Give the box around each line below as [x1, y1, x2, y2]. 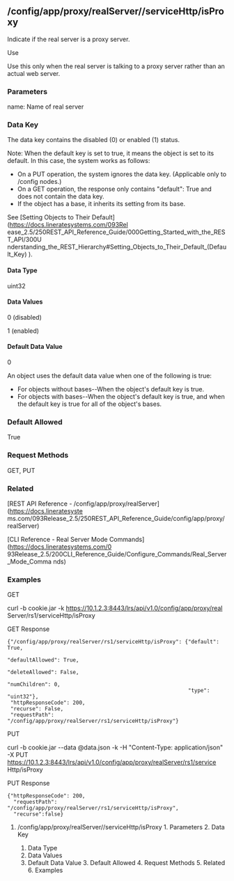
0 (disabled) [7, 313, 42, 321]
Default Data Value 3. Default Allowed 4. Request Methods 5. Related [27, 859, 225, 867]
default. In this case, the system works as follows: [7, 157, 150, 165]
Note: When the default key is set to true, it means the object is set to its [7, 149, 214, 157]
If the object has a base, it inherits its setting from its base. [17, 200, 186, 208]
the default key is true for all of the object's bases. [17, 400, 162, 408]
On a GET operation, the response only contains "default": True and [17, 185, 212, 194]
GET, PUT [7, 466, 36, 474]
